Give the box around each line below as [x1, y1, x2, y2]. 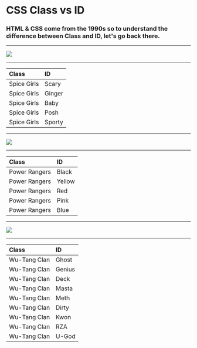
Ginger [45, 90, 63, 98]
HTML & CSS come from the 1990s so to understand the [6, 25, 168, 33]
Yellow [56, 177, 75, 185]
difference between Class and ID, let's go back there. [6, 32, 160, 40]
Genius [55, 266, 75, 274]
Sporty [45, 118, 63, 127]
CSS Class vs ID [6, 4, 85, 17]
